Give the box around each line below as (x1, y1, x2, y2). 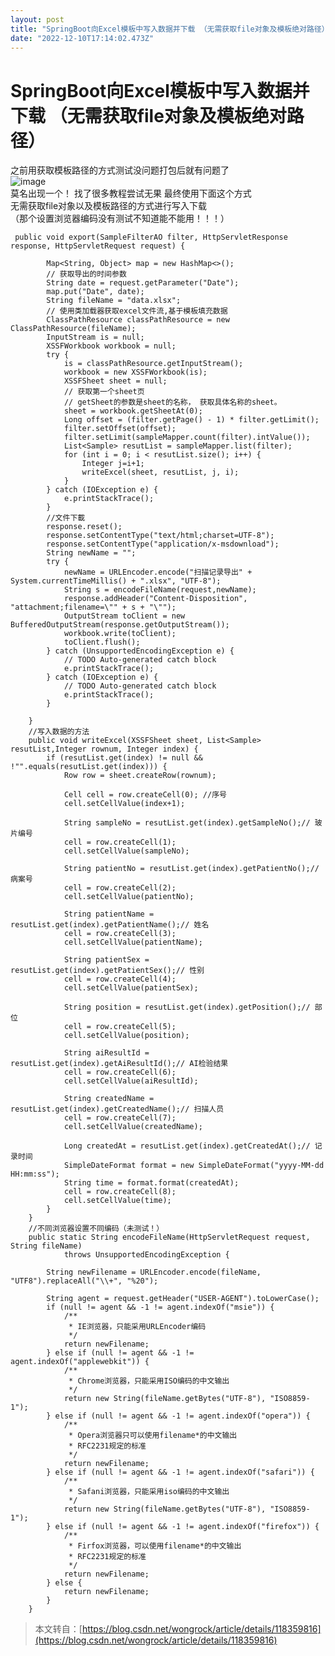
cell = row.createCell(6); (63, 1067, 177, 1078)
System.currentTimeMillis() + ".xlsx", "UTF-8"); (10, 576, 222, 586)
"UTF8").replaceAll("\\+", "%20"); (10, 1276, 159, 1286)
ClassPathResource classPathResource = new (46, 315, 230, 325)
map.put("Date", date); (46, 287, 145, 297)
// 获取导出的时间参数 (46, 269, 127, 280)
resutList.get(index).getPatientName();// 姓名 (10, 920, 210, 930)
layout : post (10, 14, 65, 25)
